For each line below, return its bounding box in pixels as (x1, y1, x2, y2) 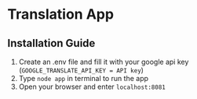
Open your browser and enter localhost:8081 (18, 82, 166, 91)
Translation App (7, 5, 115, 23)
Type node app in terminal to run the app (18, 74, 149, 83)
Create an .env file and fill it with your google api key (18, 57, 189, 66)
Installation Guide (7, 37, 96, 50)
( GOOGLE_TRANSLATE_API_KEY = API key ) (18, 65, 144, 75)
